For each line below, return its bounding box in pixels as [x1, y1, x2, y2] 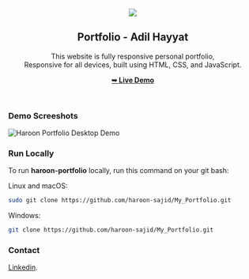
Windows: [8, 211, 41, 221]
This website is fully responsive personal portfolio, [51, 51, 215, 61]
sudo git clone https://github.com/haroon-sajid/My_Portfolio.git [8, 197, 232, 205]
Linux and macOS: [8, 181, 68, 190]
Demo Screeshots [8, 110, 78, 121]
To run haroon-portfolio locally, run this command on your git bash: [8, 166, 229, 175]
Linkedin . [8, 262, 38, 272]
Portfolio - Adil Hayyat [77, 31, 189, 44]
